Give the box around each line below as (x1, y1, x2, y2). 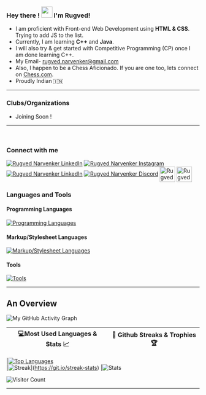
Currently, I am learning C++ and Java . (15, 38, 115, 45)
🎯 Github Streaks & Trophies (112, 330, 196, 339)
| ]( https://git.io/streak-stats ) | (6, 364, 103, 372)
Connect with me (6, 146, 58, 154)
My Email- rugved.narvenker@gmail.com (15, 58, 119, 65)
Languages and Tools (6, 190, 72, 199)
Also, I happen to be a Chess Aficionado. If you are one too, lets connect (15, 65, 199, 72)
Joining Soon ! (15, 112, 52, 120)
